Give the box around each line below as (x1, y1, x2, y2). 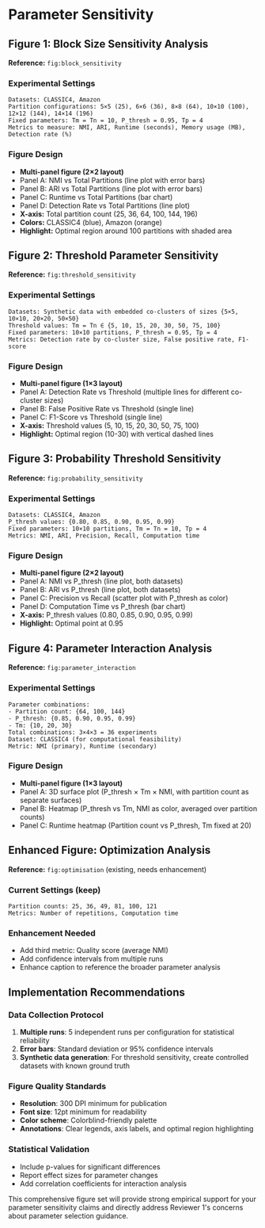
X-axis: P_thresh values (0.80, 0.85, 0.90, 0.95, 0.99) (19, 610, 194, 620)
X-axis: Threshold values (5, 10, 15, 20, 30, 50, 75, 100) (19, 421, 199, 430)
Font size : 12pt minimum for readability (19, 1107, 147, 1117)
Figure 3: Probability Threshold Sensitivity (8, 452, 221, 465)
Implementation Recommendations (8, 985, 186, 999)
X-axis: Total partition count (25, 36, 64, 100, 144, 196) (19, 208, 198, 219)
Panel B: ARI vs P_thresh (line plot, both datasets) (19, 585, 181, 595)
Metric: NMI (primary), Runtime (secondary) (8, 742, 157, 750)
